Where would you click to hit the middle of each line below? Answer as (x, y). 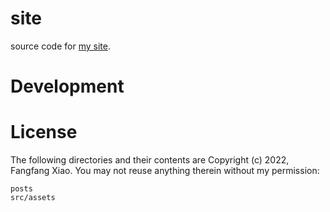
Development (67, 86)
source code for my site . (60, 46)
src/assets (33, 198)
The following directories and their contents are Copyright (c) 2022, (150, 160)
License (44, 132)
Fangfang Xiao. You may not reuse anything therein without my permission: (165, 171)
